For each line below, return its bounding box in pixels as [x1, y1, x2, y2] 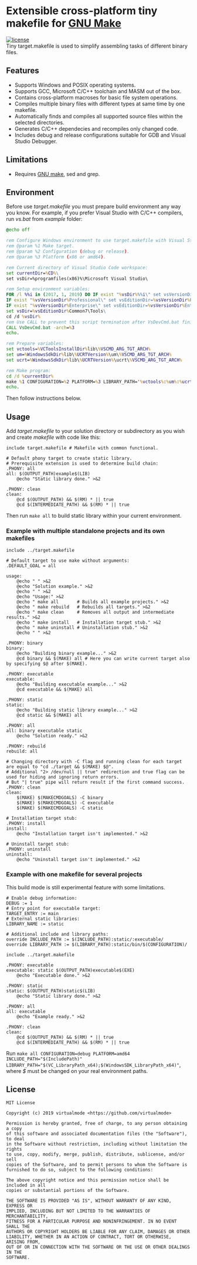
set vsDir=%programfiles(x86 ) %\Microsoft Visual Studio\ [6, 276, 148, 282]
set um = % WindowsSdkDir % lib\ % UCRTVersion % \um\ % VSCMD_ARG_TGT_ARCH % [6, 352, 172, 357]
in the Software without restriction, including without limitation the [6, 1141, 188, 1147]
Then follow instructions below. [6, 395, 82, 402]
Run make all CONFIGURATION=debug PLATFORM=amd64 [6, 1049, 130, 1057]
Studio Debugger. [14, 137, 57, 145]
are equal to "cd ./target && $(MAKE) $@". [6, 764, 114, 770]
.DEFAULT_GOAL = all [6, 563, 57, 569]
